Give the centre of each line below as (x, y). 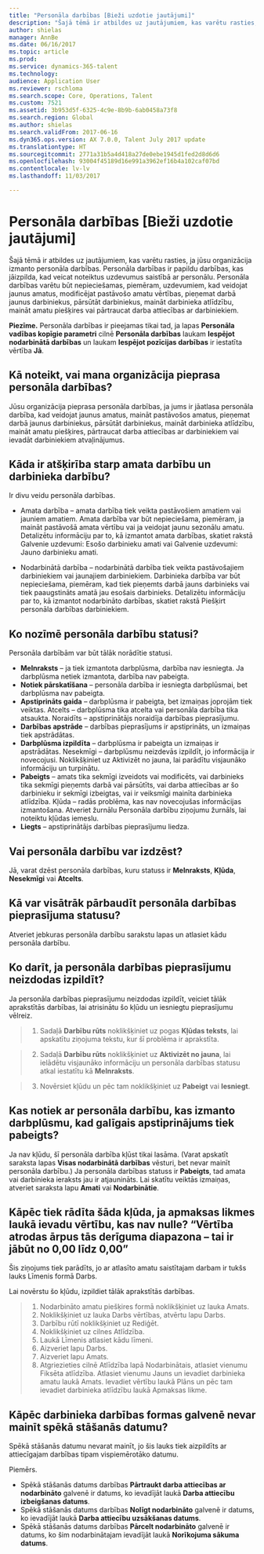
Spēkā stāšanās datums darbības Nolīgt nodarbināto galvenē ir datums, (137, 1510)
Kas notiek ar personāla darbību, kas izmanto (122, 1111)
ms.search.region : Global (51, 118)
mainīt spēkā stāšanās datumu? (89, 1427)
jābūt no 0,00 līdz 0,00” (69, 1249)
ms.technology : (34, 74)
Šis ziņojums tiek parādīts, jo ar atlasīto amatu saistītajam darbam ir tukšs (128, 1268)
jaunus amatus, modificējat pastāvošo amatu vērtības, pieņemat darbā (123, 293)
